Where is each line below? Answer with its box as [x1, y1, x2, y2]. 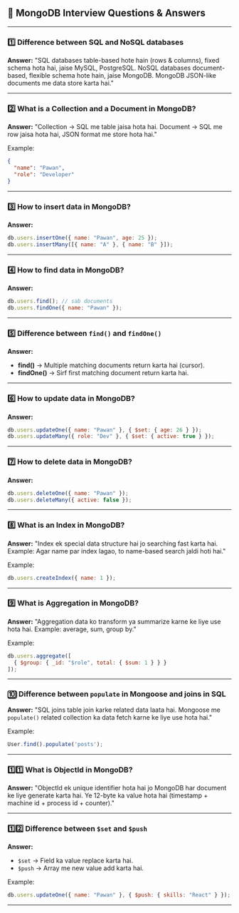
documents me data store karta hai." [7, 79, 114, 88]
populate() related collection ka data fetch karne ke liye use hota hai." [7, 713, 213, 721]
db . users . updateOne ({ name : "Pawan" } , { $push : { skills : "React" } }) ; [7, 892, 231, 899]
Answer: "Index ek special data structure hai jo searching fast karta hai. [7, 539, 218, 548]
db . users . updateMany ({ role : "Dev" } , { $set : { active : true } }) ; [7, 433, 215, 440]
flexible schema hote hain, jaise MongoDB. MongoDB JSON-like [28, 71, 217, 80]
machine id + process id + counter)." [7, 798, 115, 807]
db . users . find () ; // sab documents [7, 297, 113, 305]
